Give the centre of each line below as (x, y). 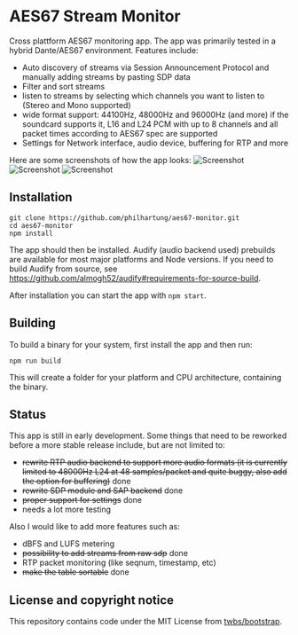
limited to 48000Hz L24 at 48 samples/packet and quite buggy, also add (154, 472)
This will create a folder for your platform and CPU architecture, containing (145, 377)
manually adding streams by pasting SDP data (106, 76)
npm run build (35, 361)
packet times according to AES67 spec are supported (120, 133)
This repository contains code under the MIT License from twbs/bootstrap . (145, 622)
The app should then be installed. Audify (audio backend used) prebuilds (142, 249)
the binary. (29, 387)
